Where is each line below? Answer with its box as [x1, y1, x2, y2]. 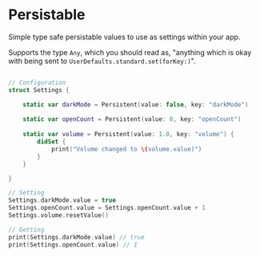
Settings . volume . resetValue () [8, 211, 110, 219]
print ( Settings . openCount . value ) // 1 [8, 240, 138, 249]
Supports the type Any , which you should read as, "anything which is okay [8, 47, 252, 57]
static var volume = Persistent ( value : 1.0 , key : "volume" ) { [22, 131, 234, 139]
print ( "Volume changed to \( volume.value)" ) [50, 145, 202, 153]
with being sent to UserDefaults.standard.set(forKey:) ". [8, 56, 196, 66]
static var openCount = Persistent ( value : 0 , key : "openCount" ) [22, 115, 242, 123]
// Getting [8, 226, 45, 234]
